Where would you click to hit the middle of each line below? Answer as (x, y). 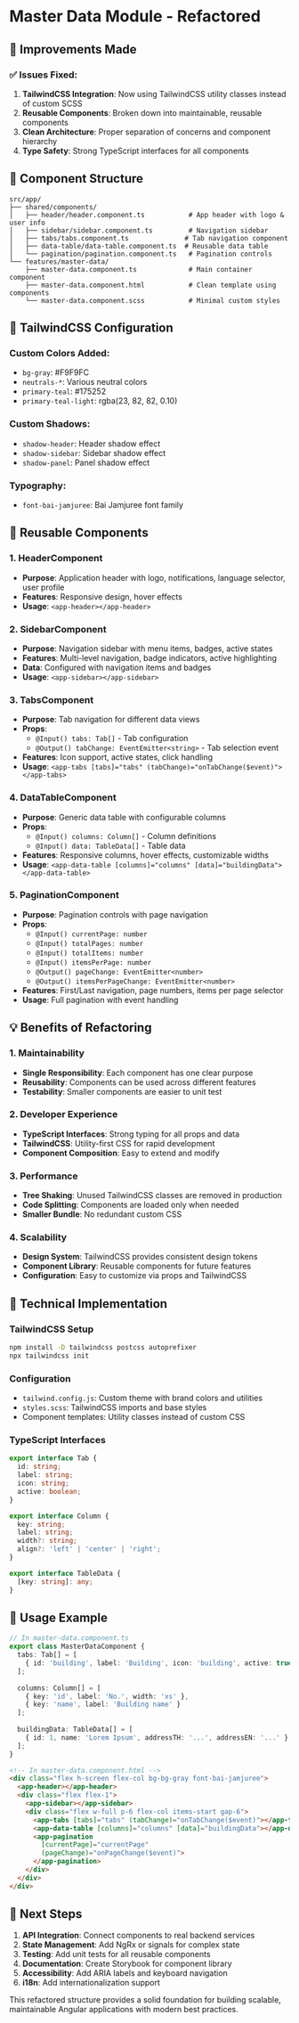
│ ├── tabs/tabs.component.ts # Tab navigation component (149, 238)
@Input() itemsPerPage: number (93, 963)
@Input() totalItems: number (89, 953)
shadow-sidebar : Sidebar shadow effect (94, 453)
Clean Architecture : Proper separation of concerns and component (146, 132)
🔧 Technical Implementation (88, 1304)
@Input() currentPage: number (92, 934)
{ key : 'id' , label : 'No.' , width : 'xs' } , (107, 1696)
